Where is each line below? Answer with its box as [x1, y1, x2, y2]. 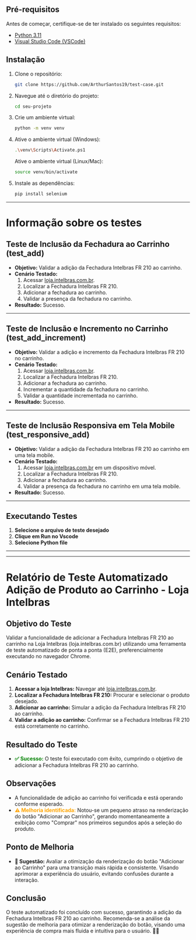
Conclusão [6, 893, 47, 903]
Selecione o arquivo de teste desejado [14, 526, 110, 534]
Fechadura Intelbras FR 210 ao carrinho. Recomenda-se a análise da [6, 915, 170, 922]
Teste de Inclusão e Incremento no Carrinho [6, 324, 169, 334]
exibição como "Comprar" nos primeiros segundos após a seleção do [14, 819, 183, 826]
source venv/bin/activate [14, 169, 78, 175]
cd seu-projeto [14, 104, 52, 109]
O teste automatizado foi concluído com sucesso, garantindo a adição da [6, 909, 182, 916]
